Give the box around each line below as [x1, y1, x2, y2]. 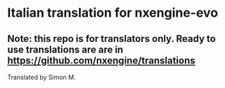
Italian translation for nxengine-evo [7, 5, 219, 21]
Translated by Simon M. [7, 73, 76, 81]
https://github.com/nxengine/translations [7, 54, 195, 66]
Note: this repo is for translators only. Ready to [7, 33, 216, 45]
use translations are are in [7, 43, 124, 55]
